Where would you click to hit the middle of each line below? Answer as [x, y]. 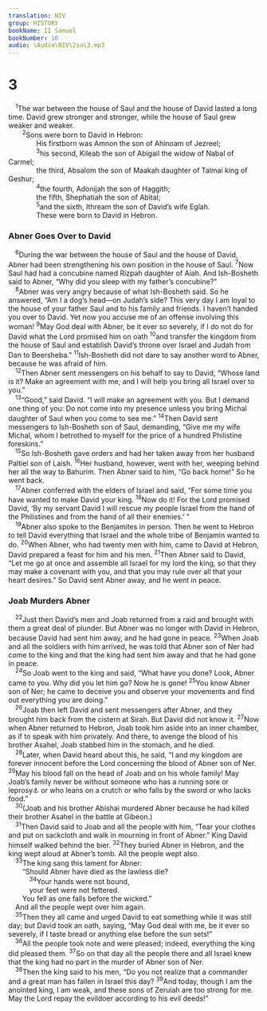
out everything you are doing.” [58, 700]
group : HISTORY [33, 23]
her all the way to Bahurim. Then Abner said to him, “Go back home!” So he [132, 471]
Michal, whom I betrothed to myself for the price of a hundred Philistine [126, 435]
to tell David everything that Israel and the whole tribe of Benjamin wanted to [134, 535]
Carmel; [21, 162]
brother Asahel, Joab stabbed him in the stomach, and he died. [112, 745]
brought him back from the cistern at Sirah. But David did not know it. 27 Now [134, 719]
